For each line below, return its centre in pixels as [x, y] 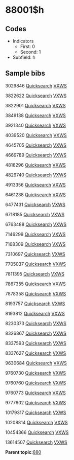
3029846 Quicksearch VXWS [36, 85]
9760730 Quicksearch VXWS [36, 373]
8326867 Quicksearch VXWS [36, 333]
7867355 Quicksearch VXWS [35, 284]
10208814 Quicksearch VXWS [36, 422]
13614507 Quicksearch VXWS [36, 442]
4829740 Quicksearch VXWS [36, 175]
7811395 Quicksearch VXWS [35, 274]
